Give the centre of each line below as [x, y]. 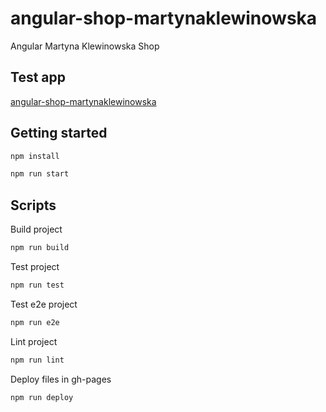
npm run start [40, 174]
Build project [36, 229]
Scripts [33, 205]
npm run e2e [35, 322]
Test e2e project [44, 304]
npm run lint [37, 360]
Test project [35, 266]
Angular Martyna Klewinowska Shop [85, 46]
